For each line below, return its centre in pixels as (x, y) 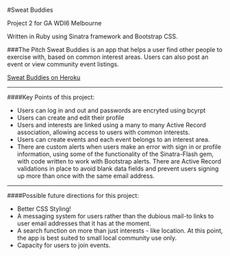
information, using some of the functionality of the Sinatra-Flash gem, (115, 154)
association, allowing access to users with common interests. (103, 132)
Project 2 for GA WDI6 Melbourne (54, 23)
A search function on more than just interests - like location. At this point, (120, 231)
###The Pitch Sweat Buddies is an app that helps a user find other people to (115, 50)
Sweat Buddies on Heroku (44, 77)
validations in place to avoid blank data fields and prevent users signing (118, 168)
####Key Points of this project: (51, 97)
